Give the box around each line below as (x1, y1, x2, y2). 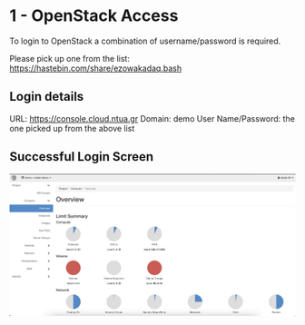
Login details (9, 89, 84, 104)
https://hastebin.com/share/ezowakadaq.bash (9, 63, 182, 74)
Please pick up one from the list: (9, 53, 130, 64)
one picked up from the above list (9, 123, 135, 133)
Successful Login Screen (9, 149, 154, 164)
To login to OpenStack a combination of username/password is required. (9, 35, 281, 46)
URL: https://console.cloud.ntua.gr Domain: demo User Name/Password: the (9, 113, 295, 123)
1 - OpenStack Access (9, 5, 179, 26)
